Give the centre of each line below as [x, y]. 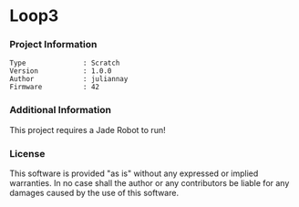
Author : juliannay [69, 79]
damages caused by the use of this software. [94, 193]
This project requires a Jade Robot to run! [88, 129]
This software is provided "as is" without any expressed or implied [134, 173]
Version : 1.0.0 [61, 71]
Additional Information [61, 110]
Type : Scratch [65, 63]
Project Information [53, 45]
